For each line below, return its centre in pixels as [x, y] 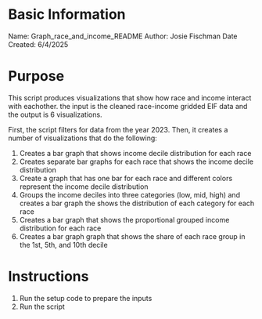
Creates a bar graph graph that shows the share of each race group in [132, 236]
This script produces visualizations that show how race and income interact [130, 98]
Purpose [36, 76]
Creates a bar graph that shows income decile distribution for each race [135, 153]
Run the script [42, 306]
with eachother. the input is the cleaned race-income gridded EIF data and [128, 106]
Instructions [48, 277]
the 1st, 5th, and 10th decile [63, 245]
